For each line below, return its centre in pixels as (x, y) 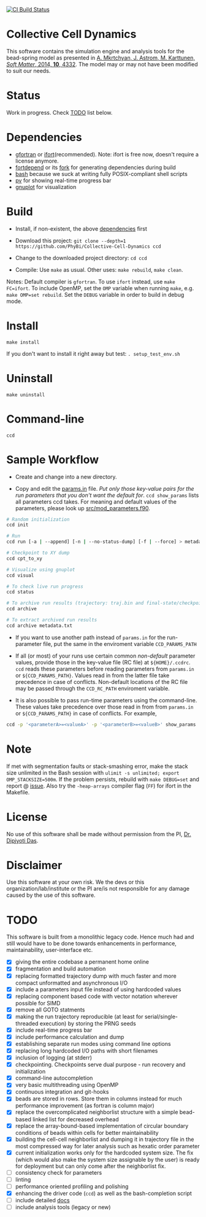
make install (23, 342)
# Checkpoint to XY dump (38, 553)
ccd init (17, 525)
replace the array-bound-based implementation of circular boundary (102, 1126)
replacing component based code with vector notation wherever (96, 996)
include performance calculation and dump (70, 1037)
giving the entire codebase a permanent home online (82, 962)
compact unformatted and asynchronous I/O (71, 983)
